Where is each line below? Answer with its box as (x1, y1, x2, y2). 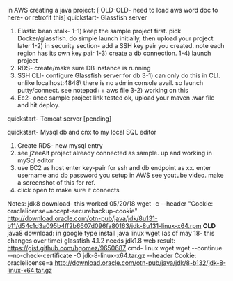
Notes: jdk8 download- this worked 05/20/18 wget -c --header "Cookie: (7, 199, 214, 208)
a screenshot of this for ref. (17, 179, 96, 187)
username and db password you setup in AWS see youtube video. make (17, 171, 224, 179)
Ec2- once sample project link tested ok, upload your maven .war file (17, 93, 215, 102)
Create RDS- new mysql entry (17, 142, 103, 149)
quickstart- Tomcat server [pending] (7, 114, 112, 123)
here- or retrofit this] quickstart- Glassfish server (7, 13, 147, 22)
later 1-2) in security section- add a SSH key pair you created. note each (17, 42, 225, 50)
